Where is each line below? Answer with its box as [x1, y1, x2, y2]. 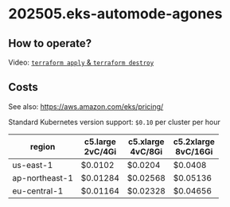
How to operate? [8, 37, 92, 50]
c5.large [84, 136, 117, 147]
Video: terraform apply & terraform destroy [8, 57, 154, 67]
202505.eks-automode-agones [8, 5, 223, 23]
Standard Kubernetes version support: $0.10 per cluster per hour [8, 117, 220, 127]
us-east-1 [12, 159, 53, 170]
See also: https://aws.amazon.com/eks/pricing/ [8, 101, 164, 111]
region [30, 141, 56, 152]
